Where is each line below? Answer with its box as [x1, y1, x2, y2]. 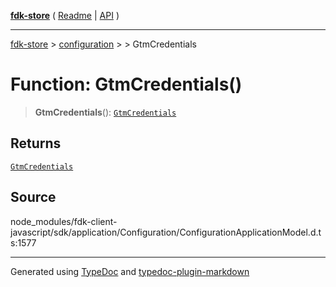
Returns [10, 135, 62, 152]
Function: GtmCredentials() [10, 73, 243, 96]
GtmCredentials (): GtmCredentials [34, 106, 177, 118]
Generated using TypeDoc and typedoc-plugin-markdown [10, 265, 250, 277]
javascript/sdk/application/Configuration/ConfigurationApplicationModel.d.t [10, 226, 322, 238]
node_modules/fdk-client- [10, 215, 118, 227]
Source [10, 189, 57, 206]
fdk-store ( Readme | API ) [10, 10, 120, 21]
